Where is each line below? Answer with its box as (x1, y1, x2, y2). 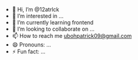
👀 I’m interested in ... (12, 12, 64, 20)
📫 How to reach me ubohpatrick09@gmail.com (12, 32, 132, 39)
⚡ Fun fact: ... (12, 48, 46, 55)
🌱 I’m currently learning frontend (12, 19, 94, 26)
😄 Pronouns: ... (12, 41, 52, 48)
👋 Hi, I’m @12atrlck (12, 6, 60, 13)
